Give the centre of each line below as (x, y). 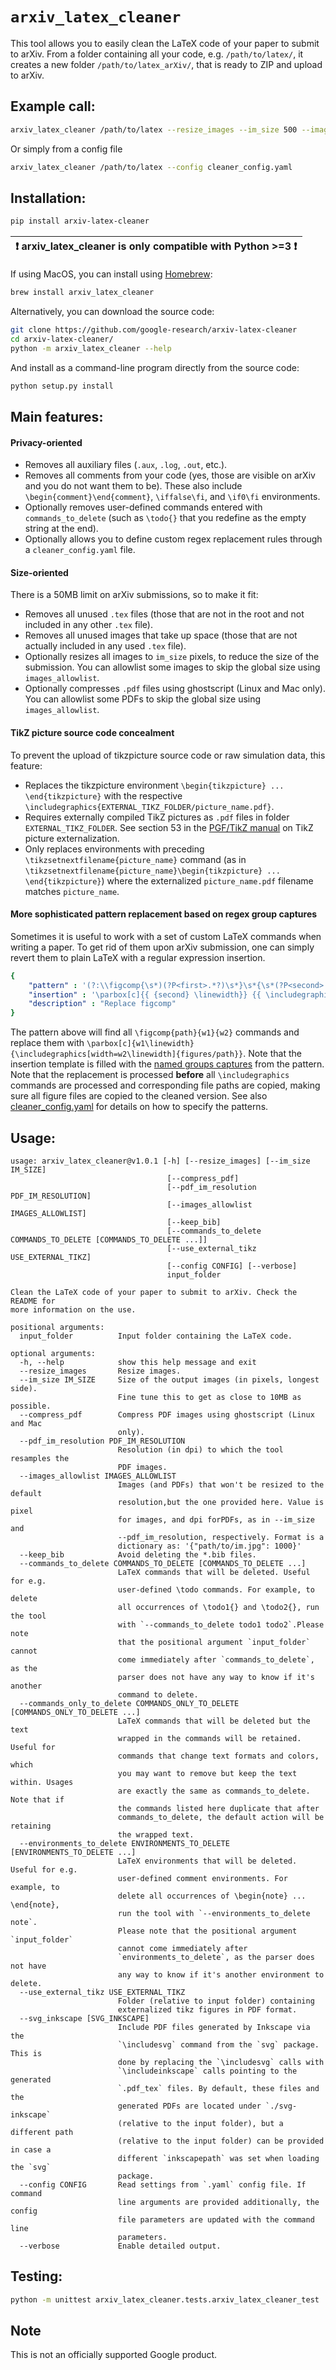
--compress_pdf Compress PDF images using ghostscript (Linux (167, 1414)
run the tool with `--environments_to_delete (214, 1913)
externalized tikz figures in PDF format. (207, 2009)
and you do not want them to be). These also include (133, 486)
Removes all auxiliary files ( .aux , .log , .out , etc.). (126, 465)
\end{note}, (35, 1904)
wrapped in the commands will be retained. (209, 1738)
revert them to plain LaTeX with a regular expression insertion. (138, 957)
